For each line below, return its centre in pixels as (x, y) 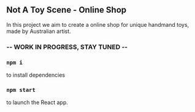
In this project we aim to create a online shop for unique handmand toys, (98, 24)
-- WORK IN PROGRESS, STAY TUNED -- (67, 47)
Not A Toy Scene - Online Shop (67, 10)
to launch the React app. (37, 102)
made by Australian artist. (39, 31)
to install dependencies (36, 75)
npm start (21, 90)
